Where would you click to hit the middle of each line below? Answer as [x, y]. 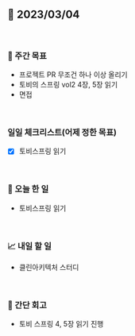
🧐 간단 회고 [27, 305]
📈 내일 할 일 [30, 245]
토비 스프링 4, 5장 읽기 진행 [61, 324]
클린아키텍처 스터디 [49, 268]
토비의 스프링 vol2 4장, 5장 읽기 [68, 85]
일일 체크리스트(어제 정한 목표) [62, 133]
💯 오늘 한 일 [28, 189]
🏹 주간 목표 [27, 56]
